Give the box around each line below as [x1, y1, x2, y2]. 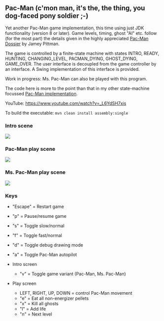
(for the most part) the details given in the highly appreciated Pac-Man [5, 35, 149, 41]
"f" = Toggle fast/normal [12, 233, 62, 238]
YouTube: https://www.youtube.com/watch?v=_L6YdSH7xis [5, 100, 126, 106]
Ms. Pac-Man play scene [5, 169, 66, 176]
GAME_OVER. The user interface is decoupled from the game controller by [5, 61, 157, 66]
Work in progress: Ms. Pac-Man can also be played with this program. [5, 75, 147, 81]
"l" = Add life [19, 306, 46, 312]
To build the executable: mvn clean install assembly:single [5, 110, 128, 116]
